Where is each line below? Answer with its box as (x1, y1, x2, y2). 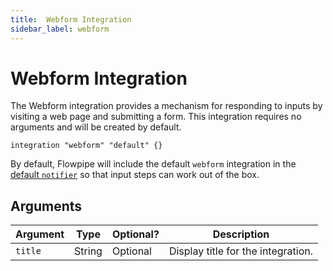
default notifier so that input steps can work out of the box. (10, 169, 260, 181)
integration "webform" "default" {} (10, 141, 163, 151)
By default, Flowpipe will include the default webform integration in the (10, 158, 297, 170)
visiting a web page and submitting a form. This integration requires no (10, 111, 302, 123)
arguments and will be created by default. (10, 121, 182, 133)
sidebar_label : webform (10, 24, 110, 34)
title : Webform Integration (10, 14, 132, 25)
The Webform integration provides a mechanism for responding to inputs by (10, 100, 323, 112)
